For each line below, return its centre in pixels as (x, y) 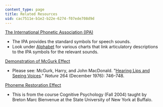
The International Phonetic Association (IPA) (49, 32)
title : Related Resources (31, 14)
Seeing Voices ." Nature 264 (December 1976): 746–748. (68, 76)
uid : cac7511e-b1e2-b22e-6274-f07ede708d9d (50, 18)
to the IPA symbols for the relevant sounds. (55, 52)
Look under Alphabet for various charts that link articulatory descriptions (85, 47)
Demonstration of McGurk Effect (38, 61)
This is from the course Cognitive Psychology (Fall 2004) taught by (79, 94)
